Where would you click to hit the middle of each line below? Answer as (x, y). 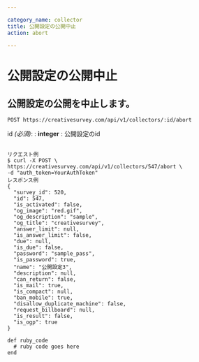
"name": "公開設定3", (43, 267)
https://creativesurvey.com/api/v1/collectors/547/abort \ (95, 167)
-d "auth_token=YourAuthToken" (53, 173)
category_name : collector (45, 20)
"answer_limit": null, (46, 229)
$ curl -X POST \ (32, 161)
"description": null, (45, 273)
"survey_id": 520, (40, 193)
